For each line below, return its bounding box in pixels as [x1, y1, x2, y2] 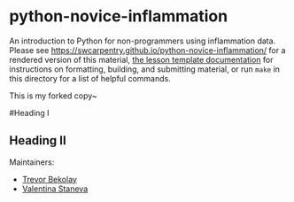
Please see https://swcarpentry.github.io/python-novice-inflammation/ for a [9, 44, 286, 55]
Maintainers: [9, 157, 55, 167]
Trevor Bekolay [21, 174, 78, 184]
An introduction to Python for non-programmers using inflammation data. [9, 35, 276, 46]
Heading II [9, 133, 66, 148]
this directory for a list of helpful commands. [9, 73, 171, 83]
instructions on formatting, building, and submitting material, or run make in [9, 64, 281, 74]
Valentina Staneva [21, 183, 89, 194]
